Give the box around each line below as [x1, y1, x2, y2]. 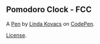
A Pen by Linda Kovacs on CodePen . [6, 20, 95, 27]
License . [6, 32, 27, 39]
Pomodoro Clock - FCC [6, 5, 92, 15]
